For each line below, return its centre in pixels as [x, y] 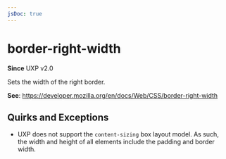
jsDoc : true [25, 14]
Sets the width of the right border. [56, 82]
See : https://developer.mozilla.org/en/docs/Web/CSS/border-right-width [113, 95]
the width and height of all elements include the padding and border [116, 142]
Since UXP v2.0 [30, 68]
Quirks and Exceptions [58, 117]
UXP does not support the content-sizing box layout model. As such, [118, 134]
